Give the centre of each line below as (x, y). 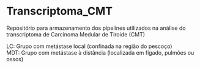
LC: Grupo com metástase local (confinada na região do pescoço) (89, 46)
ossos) (15, 59)
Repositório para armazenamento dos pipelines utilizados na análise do (96, 28)
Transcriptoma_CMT (60, 11)
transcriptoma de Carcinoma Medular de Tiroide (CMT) (76, 34)
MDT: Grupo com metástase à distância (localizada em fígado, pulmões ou (100, 52)
